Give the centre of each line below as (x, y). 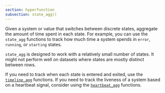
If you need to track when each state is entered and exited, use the (74, 74)
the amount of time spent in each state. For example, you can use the (76, 34)
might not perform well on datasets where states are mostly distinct (75, 59)
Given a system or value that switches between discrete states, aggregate (81, 28)
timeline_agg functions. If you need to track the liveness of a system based (83, 80)
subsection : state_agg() (31, 14)
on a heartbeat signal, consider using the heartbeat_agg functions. (73, 85)
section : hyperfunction (30, 10)
